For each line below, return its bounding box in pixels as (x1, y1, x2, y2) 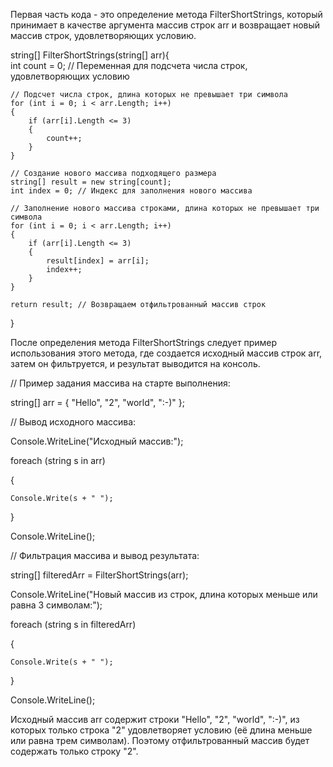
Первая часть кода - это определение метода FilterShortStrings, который (10, 9, 323, 20)
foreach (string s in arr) (10, 455, 106, 466)
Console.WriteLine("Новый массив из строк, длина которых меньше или (10, 589, 318, 600)
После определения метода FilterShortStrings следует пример (10, 337, 278, 348)
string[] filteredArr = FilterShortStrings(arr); (10, 569, 189, 581)
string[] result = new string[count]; (10, 177, 172, 187)
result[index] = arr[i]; (46, 256, 150, 266)
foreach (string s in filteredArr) (10, 619, 137, 630)
